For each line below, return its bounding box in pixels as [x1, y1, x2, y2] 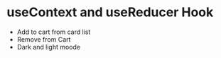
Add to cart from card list [16, 28, 91, 36]
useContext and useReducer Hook [6, 4, 214, 21]
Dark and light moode [16, 42, 81, 51]
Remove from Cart [16, 35, 71, 43]
